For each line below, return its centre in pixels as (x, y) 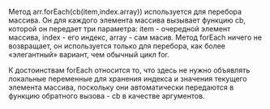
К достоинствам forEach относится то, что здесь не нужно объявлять (129, 70)
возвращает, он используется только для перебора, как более (117, 46)
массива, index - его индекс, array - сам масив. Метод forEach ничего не (135, 37)
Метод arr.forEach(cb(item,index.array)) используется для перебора (125, 12)
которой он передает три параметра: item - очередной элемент (120, 29)
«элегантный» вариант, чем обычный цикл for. (89, 55)
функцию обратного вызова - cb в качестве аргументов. (107, 96)
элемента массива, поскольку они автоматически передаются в (121, 87)
